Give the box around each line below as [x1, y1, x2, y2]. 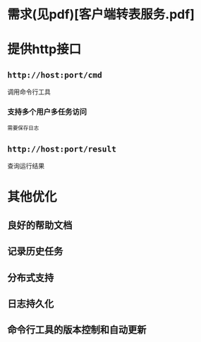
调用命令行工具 [7, 87, 51, 96]
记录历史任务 [7, 245, 63, 257]
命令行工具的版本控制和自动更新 [7, 324, 147, 336]
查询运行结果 [7, 161, 44, 170]
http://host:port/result [7, 144, 117, 154]
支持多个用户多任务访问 [7, 107, 87, 117]
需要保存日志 [7, 125, 39, 132]
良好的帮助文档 [7, 219, 73, 231]
